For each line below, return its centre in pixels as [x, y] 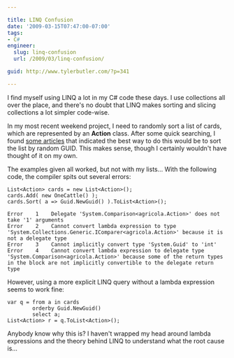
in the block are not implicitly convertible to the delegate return [111, 263]
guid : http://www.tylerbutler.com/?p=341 [68, 71]
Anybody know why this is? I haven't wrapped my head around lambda [109, 334]
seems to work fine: [36, 289]
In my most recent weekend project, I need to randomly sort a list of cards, [115, 126]
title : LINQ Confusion [40, 20]
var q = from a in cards [43, 302]
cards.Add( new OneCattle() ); [53, 195]
